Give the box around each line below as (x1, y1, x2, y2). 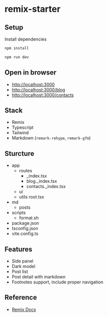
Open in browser (4, 68, 57, 77)
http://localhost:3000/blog (11, 86, 65, 92)
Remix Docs (11, 306, 36, 312)
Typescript (11, 124, 34, 130)
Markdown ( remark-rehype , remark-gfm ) (11, 135, 91, 141)
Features (4, 245, 32, 253)
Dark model (11, 263, 35, 269)
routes (19, 168, 32, 174)
